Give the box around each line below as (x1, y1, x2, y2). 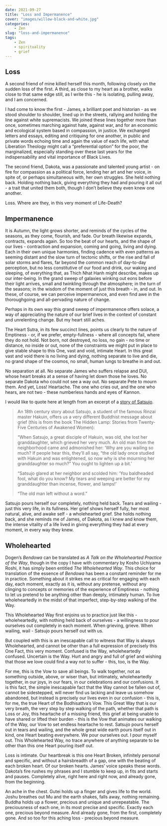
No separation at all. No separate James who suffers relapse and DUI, (5, 368, 148, 374)
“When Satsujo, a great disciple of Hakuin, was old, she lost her (17, 434, 148, 440)
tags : (5, 35, 16, 40)
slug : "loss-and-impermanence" (5, 30, 70, 35)
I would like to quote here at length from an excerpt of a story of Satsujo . (5, 399, 154, 405)
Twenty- (138, 419, 156, 425)
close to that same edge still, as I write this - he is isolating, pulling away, (5, 91, 154, 97)
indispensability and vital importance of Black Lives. (5, 154, 112, 160)
